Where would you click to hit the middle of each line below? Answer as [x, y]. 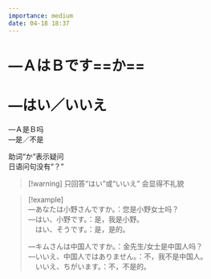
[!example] [46, 199]
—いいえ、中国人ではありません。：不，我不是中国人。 [118, 256]
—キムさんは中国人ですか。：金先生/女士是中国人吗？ [115, 246]
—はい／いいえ [58, 105]
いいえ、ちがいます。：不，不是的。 [93, 266]
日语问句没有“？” [36, 166]
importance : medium [41, 16]
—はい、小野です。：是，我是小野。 [86, 219]
